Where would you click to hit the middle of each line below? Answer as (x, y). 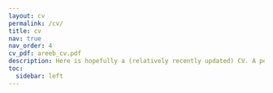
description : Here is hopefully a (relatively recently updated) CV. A (132, 61)
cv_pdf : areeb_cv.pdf (45, 53)
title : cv (25, 31)
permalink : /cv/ (36, 23)
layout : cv (27, 16)
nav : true (25, 38)
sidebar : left (39, 76)
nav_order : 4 (30, 46)
